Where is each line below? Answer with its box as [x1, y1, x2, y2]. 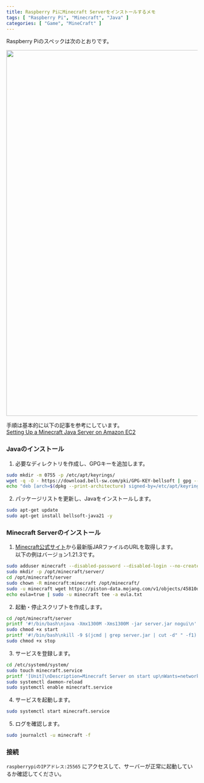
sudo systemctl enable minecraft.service [6, 684, 113, 691]
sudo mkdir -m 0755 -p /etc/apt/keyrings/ [6, 472, 115, 478]
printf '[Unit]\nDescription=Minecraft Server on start [6, 673, 151, 679]
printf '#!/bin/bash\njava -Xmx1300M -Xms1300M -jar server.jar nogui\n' [6, 621, 197, 627]
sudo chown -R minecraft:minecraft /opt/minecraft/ [6, 580, 140, 586]
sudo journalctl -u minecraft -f [6, 733, 91, 739]
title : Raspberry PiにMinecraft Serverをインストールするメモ [6, 9, 156, 15]
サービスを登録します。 [15, 649, 74, 657]
